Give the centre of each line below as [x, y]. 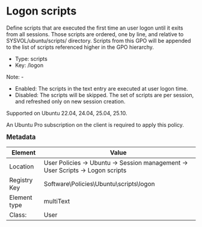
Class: [18, 214]
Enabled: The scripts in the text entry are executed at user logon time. [101, 88]
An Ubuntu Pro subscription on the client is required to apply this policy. [95, 124]
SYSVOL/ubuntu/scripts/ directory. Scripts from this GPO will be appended [99, 40]
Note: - [15, 77]
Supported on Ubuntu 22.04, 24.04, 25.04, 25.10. [67, 113]
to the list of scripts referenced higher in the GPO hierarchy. [80, 47]
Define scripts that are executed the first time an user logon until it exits [95, 28]
